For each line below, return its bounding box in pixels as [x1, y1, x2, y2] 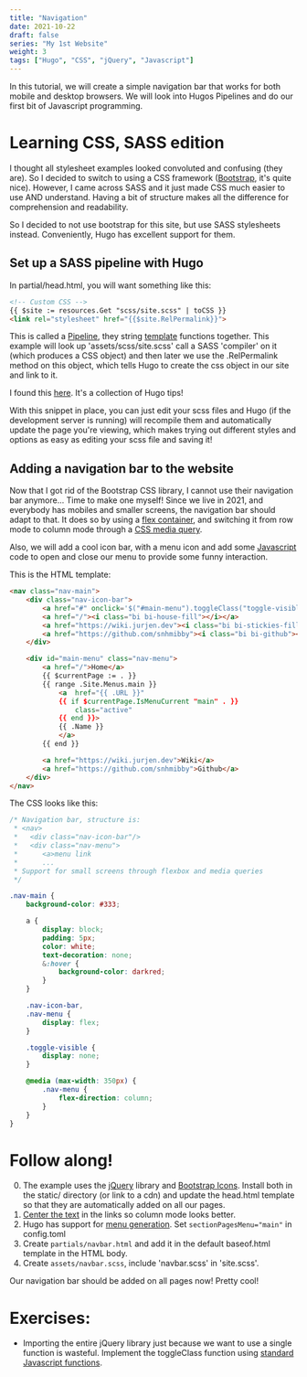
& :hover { [42, 959, 79, 968]
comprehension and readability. [9, 201, 129, 212]
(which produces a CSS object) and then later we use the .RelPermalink [9, 350, 279, 361]
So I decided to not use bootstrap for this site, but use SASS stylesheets [9, 219, 281, 229]
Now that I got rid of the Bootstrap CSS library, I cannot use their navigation [9, 486, 294, 496]
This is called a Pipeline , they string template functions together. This [9, 331, 270, 342]
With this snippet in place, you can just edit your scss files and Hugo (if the [9, 405, 291, 416]
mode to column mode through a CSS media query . [9, 524, 203, 535]
